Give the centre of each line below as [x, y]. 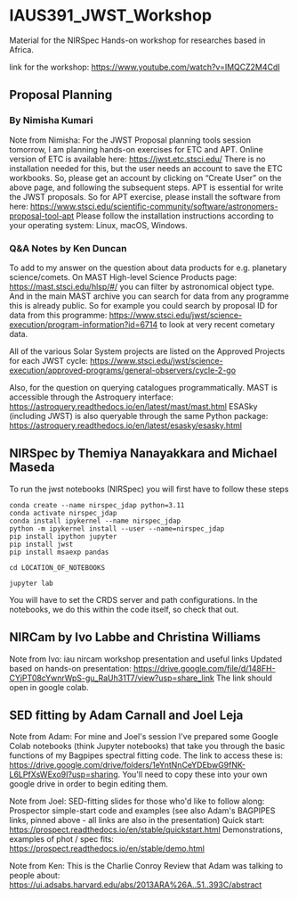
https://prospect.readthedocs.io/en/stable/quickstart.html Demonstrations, [146, 829]
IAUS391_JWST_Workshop [110, 16]
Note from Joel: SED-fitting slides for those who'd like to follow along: [137, 801]
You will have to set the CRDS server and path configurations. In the [133, 599]
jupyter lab [31, 583]
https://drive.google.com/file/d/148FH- [204, 668]
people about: [35, 876]
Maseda [32, 468]
